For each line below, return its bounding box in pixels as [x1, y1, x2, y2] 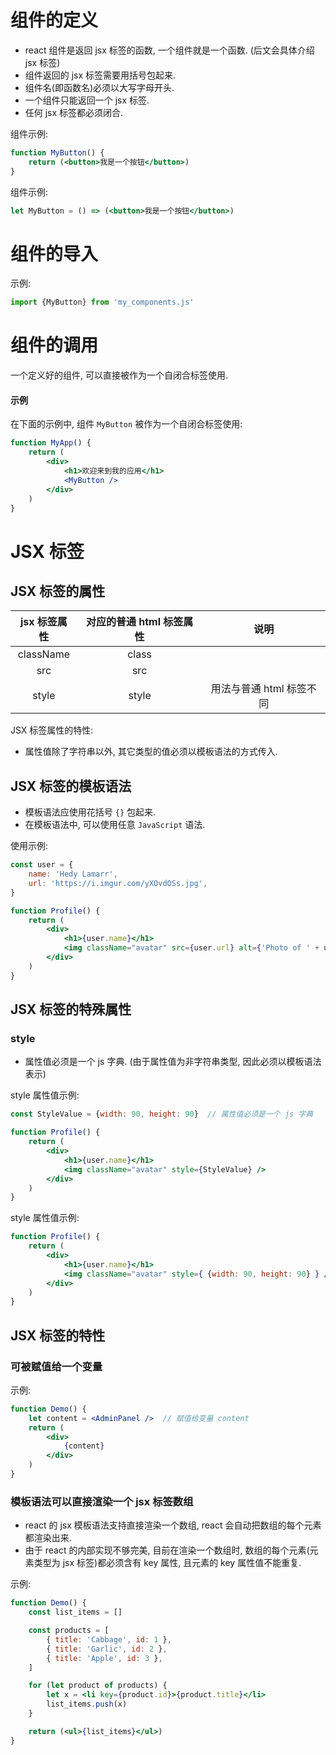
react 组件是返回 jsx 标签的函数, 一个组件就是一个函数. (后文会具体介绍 [24, 44, 315, 56]
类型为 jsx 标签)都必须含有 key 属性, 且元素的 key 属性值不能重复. [33, 1557, 302, 1569]
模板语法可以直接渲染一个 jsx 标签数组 [10, 1494, 194, 1508]
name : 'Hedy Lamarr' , [28, 869, 118, 880]
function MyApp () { [10, 438, 92, 448]
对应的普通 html [85, 615, 161, 629]
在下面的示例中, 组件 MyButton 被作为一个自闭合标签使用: [10, 418, 243, 430]
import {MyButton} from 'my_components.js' [10, 297, 195, 308]
